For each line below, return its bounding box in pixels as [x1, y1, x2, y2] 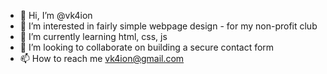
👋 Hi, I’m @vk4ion [19, 10, 93, 21]
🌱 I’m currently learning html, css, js [19, 31, 168, 42]
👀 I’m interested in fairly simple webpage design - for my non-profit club [19, 20, 318, 32]
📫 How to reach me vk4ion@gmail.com [19, 53, 185, 64]
